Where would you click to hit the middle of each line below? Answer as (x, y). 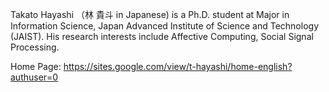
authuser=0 (34, 77)
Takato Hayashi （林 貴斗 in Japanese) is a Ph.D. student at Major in (150, 14)
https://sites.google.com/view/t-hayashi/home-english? (178, 66)
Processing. (35, 47)
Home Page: (36, 66)
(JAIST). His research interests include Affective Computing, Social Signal (162, 36)
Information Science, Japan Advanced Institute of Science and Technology (164, 26)
